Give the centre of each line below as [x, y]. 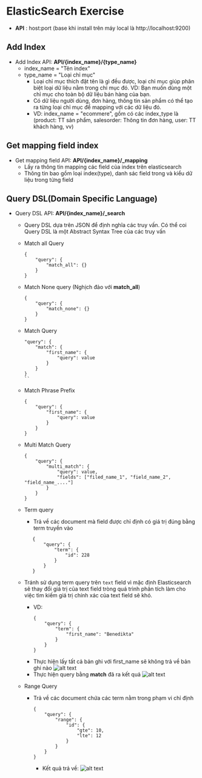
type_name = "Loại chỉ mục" [60, 75]
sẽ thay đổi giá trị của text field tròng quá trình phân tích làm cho [105, 589]
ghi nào [43, 668]
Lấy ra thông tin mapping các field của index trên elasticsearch [103, 167]
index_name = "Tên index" [57, 68]
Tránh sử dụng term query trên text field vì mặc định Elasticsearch [107, 583]
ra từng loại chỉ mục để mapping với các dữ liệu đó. [97, 107]
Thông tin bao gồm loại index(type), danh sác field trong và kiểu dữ [108, 173]
